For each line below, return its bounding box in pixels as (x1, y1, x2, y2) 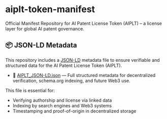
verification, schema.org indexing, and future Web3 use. (12, 77, 130, 84)
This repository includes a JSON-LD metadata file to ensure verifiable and (5, 57, 160, 63)
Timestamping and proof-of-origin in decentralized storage (12, 108, 137, 114)
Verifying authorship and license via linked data (12, 97, 112, 103)
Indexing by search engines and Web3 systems (12, 102, 112, 108)
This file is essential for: (5, 87, 55, 93)
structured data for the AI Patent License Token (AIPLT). (5, 62, 122, 68)
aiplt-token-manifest (5, 4, 95, 15)
